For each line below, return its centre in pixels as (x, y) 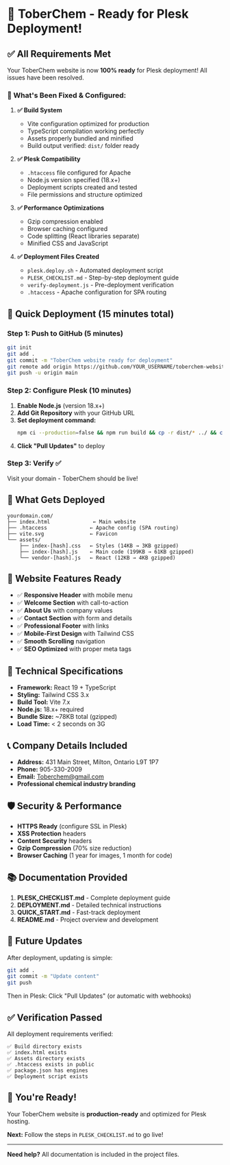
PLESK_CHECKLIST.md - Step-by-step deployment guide (103, 278)
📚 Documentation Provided (67, 878)
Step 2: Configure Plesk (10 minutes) (69, 391)
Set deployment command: (56, 420)
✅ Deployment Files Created (58, 257)
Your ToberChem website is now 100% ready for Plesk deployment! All (107, 70)
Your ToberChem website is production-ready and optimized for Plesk (107, 1114)
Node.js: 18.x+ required (50, 709)
